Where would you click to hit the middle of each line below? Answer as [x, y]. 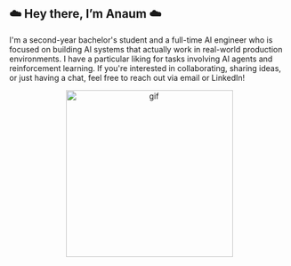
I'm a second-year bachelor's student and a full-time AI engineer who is [141, 40]
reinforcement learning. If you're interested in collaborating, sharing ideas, [145, 68]
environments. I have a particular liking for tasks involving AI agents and [141, 59]
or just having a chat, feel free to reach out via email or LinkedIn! [127, 77]
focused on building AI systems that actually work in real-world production [146, 49]
